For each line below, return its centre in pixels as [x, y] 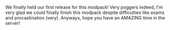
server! [13, 23]
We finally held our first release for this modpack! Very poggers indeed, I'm [84, 7]
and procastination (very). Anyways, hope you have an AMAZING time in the [85, 18]
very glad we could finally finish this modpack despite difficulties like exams [85, 12]
